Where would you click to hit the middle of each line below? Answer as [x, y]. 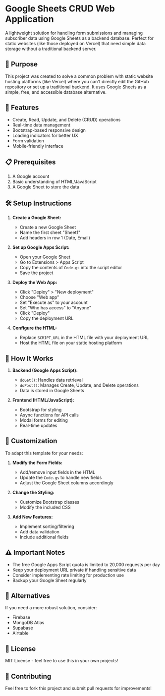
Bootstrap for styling [41, 410]
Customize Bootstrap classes [50, 502]
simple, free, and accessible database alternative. [56, 92]
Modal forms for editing [44, 420]
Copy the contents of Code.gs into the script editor [71, 268]
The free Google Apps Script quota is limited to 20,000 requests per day [86, 564]
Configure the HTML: [34, 328]
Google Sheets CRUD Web [60, 9]
